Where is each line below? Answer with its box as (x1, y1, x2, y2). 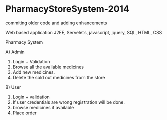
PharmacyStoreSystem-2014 (5, 3, 130, 15)
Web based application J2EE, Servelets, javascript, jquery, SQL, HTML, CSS (5, 29, 162, 35)
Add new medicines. (12, 69, 55, 75)
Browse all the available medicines (12, 64, 85, 70)
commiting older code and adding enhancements (5, 20, 107, 26)
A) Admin (5, 49, 25, 55)
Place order (12, 110, 37, 116)
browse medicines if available (12, 104, 74, 110)
